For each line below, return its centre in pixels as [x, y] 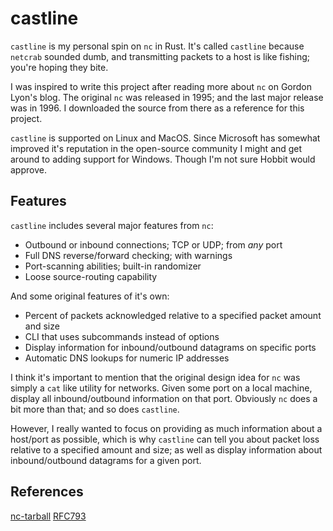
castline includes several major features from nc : [112, 225]
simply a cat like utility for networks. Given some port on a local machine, [161, 388]
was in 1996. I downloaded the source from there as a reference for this [157, 108]
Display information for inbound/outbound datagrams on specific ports [170, 347]
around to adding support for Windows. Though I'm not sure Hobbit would [163, 159]
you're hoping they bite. [59, 67]
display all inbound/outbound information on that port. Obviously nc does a [164, 398]
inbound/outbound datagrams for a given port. [106, 460]
